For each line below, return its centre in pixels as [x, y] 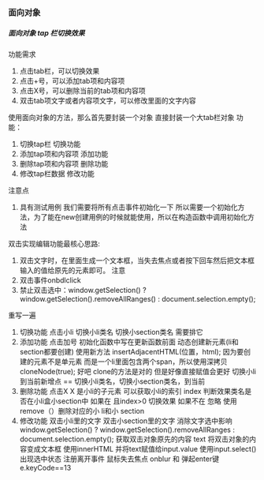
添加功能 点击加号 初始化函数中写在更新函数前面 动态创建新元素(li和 [129, 342]
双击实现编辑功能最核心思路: [54, 243]
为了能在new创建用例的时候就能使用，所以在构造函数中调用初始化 [141, 217]
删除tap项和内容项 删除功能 [64, 163]
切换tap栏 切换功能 [50, 144]
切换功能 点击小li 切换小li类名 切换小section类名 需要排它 [111, 332]
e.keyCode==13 [45, 467]
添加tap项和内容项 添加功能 [64, 154]
